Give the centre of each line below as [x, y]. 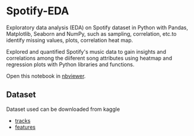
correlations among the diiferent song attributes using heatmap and [89, 58]
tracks [23, 120]
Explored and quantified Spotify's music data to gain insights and [86, 51]
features [25, 127]
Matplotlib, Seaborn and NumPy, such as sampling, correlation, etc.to [92, 33]
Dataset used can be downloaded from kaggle [63, 109]
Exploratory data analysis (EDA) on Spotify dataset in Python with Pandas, [97, 27]
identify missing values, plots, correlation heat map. [70, 40]
